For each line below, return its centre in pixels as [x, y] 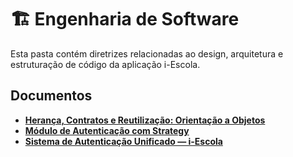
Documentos [51, 96]
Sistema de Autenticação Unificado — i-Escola [123, 141]
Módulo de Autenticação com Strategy [107, 130]
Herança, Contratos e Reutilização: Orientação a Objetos [145, 120]
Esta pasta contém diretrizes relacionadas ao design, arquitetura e [147, 53]
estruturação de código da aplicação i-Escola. [105, 64]
